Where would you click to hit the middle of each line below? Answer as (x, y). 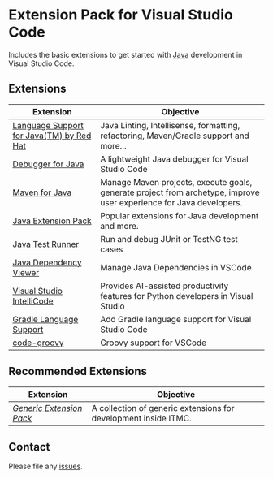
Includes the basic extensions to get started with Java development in (126, 54)
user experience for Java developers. (171, 202)
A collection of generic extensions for (163, 408)
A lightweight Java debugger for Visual (175, 158)
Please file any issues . (45, 466)
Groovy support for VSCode (154, 343)
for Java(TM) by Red (52, 136)
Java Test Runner (46, 244)
